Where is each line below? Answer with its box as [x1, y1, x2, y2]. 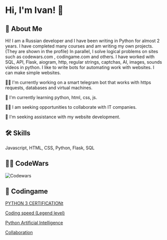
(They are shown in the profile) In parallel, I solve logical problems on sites [5, 49, 158, 54]
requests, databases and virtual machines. [5, 85, 92, 91]
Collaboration [5, 229, 33, 235]
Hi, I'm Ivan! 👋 [5, 5, 63, 16]
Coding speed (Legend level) [5, 210, 65, 216]
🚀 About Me [5, 25, 42, 33]
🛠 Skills [5, 129, 31, 137]
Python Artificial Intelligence [5, 220, 63, 226]
